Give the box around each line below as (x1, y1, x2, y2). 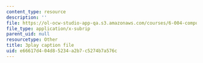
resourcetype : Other (6, 37, 59, 43)
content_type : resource (6, 8, 66, 15)
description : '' (6, 14, 47, 20)
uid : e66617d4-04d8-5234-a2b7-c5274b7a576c (6, 48, 118, 54)
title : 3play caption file (6, 43, 74, 49)
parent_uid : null (6, 31, 50, 37)
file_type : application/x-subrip (6, 25, 91, 32)
